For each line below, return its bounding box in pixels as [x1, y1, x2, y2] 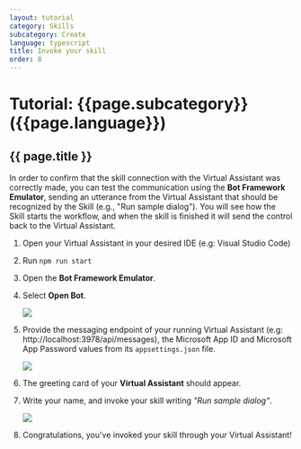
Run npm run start [22, 256, 93, 265]
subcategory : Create [9, 30, 87, 39]
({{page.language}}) [9, 113, 166, 133]
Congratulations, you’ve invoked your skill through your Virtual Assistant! [22, 429, 292, 440]
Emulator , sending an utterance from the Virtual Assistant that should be [9, 192, 279, 202]
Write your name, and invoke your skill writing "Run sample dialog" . [22, 395, 272, 406]
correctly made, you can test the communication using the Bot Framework [9, 182, 286, 193]
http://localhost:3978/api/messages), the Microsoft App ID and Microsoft [22, 334, 292, 345]
